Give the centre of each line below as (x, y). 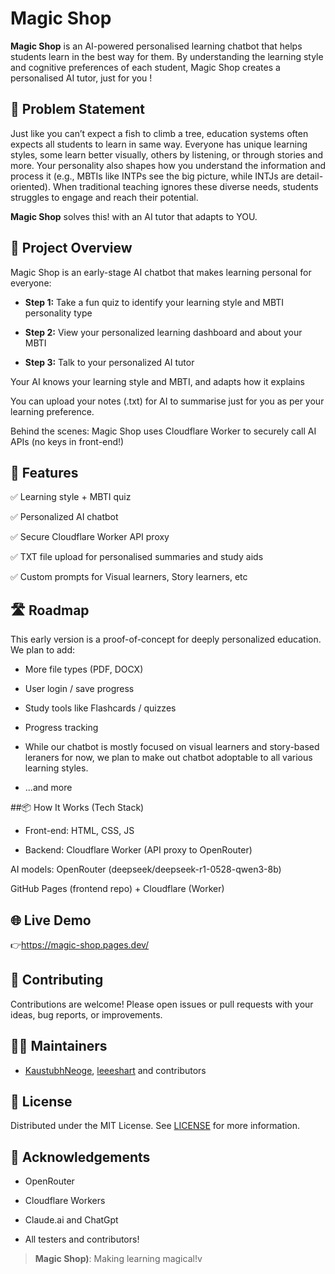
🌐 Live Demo (51, 920)
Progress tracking (61, 728)
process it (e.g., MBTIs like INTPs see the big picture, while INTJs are (152, 176)
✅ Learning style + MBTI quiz (71, 497)
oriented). (30, 186)
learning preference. (52, 411)
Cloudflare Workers (65, 1201)
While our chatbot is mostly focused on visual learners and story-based (172, 747)
